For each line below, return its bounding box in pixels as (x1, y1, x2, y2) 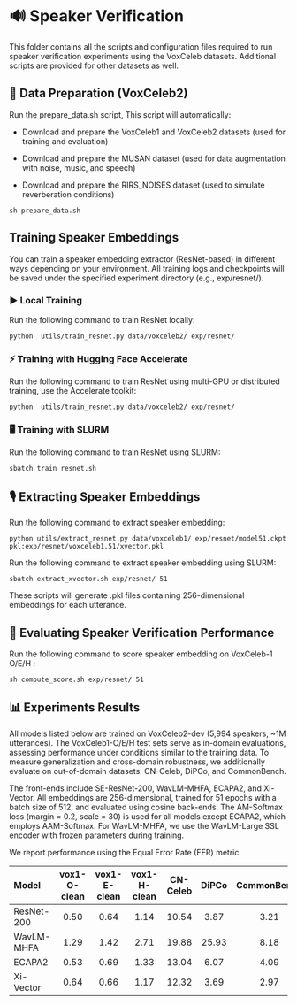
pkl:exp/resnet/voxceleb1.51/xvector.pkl (9, 542, 164, 551)
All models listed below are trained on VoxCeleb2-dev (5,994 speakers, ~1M (9, 728, 286, 739)
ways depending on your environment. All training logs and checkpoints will (9, 263, 285, 273)
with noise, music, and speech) (21, 162, 136, 173)
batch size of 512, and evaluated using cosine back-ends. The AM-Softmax (9, 802, 283, 812)
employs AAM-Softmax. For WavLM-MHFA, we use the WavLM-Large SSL (9, 820, 280, 831)
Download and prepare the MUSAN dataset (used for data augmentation (21, 153, 286, 164)
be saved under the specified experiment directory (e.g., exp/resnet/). (9, 272, 264, 283)
